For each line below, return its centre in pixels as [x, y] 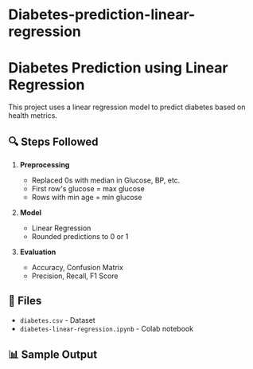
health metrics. [33, 116]
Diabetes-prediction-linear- [102, 15]
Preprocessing [45, 164]
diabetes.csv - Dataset [57, 320]
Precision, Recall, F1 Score [75, 276]
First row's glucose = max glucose [88, 188]
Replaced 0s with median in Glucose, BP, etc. [106, 180]
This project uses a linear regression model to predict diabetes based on [127, 107]
